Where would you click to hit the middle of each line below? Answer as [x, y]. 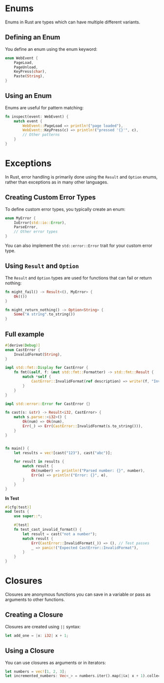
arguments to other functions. [35, 600]
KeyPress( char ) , [31, 72]
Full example [25, 334]
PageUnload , [26, 67]
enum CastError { [23, 350]
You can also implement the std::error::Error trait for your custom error [79, 246]
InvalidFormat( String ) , [38, 354]
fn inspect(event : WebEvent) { [37, 117]
